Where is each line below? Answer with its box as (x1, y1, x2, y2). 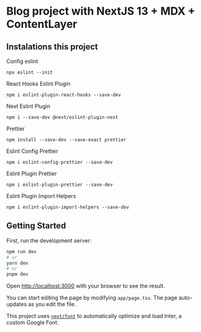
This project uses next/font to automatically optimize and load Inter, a (6, 313, 182, 320)
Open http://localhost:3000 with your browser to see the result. (6, 282, 166, 290)
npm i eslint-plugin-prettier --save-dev (6, 182, 113, 188)
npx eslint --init (6, 69, 53, 76)
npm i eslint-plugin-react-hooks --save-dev (6, 92, 121, 98)
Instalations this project (6, 41, 99, 52)
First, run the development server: (6, 236, 92, 244)
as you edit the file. (28, 300, 76, 308)
